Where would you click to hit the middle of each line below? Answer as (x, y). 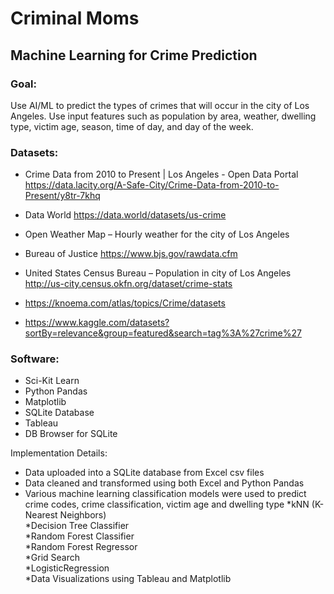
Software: (35, 359)
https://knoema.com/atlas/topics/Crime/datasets (125, 303)
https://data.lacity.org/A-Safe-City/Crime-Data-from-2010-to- (152, 185)
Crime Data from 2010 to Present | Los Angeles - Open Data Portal (161, 174)
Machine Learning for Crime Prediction (134, 55)
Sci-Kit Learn (52, 381)
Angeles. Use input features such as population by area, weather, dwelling (163, 116)
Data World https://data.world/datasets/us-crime (125, 215)
